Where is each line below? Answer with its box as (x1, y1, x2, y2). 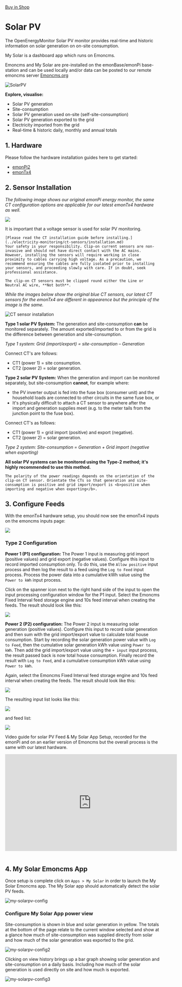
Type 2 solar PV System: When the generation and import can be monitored (5, 374, 160, 380)
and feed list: (5, 715, 32, 721)
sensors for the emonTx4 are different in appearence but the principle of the (5, 296, 159, 302)
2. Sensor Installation (5, 184, 72, 192)
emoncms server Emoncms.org (5, 72, 69, 78)
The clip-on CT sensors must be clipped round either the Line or (5, 278, 144, 283)
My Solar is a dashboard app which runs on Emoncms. (5, 52, 115, 58)
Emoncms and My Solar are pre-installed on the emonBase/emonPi (5, 62, 141, 68)
